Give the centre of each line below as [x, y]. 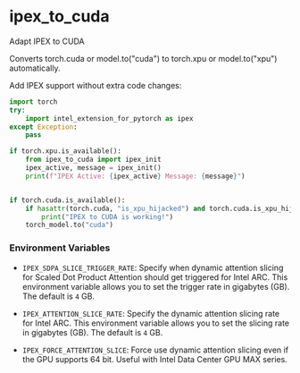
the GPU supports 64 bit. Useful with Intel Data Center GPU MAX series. [154, 359]
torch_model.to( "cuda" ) [70, 225]
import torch [33, 102]
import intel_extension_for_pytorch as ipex [109, 118]
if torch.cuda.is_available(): [67, 200]
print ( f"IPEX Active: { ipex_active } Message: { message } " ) [135, 176]
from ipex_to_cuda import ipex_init [94, 160]
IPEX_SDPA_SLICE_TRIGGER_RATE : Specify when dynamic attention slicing [153, 267]
